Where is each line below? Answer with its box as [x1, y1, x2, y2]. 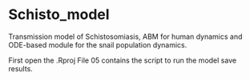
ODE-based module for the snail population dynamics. [8, 40, 187, 49]
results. [8, 63, 34, 73]
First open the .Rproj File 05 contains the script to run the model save [8, 55, 237, 65]
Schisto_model [8, 6, 110, 24]
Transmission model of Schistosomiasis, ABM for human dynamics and [8, 32, 243, 41]
